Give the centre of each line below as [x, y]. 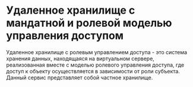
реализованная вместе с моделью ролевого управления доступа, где [95, 65]
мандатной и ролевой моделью [89, 23]
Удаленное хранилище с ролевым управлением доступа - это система [97, 52]
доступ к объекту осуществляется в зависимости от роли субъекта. [93, 71]
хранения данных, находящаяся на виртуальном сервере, [80, 58]
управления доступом [65, 36]
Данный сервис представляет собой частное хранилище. [80, 77]
